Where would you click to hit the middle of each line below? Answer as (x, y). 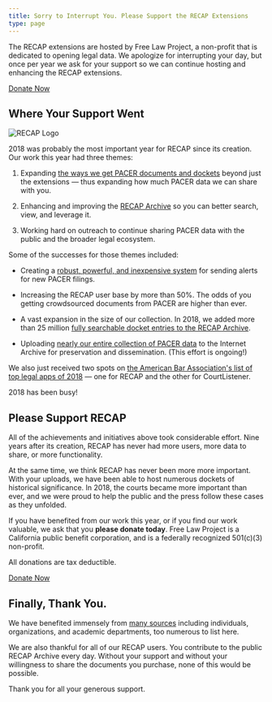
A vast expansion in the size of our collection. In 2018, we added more (138, 319)
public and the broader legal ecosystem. (88, 239)
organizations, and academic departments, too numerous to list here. (124, 631)
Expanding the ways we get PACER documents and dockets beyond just (140, 173)
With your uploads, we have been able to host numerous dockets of (122, 479)
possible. (24, 673)
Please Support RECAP (68, 418)
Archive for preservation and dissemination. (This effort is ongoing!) (134, 352)
